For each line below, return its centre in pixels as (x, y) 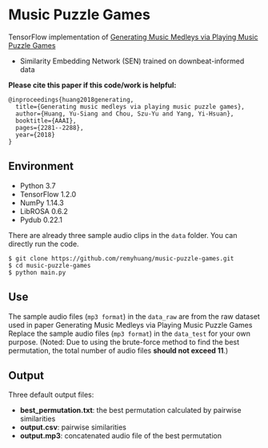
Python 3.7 (38, 185)
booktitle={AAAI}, (46, 121)
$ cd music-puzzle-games (50, 265)
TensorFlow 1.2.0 (48, 194)
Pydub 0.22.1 (41, 220)
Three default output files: (51, 395)
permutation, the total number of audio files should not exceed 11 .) (118, 350)
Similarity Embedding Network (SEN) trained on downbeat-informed (132, 61)
